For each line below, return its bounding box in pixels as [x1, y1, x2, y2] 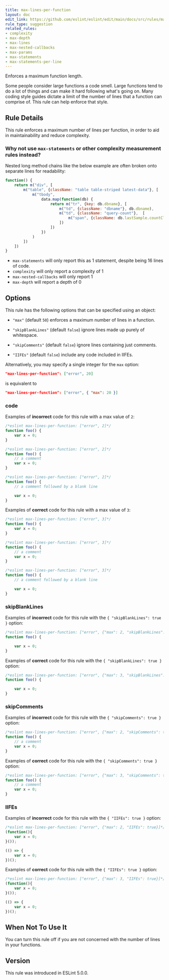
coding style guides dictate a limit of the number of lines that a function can [5, 94, 162, 100]
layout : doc [5, 12, 30, 17]
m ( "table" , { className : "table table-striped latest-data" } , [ [23, 188, 158, 193]
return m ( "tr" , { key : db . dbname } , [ [50, 201, 127, 206]
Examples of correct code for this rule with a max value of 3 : [5, 507, 131, 513]
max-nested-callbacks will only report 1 [12, 274, 93, 280]
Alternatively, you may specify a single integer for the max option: [5, 362, 139, 368]
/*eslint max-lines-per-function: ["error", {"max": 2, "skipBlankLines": [5, 630, 165, 635]
